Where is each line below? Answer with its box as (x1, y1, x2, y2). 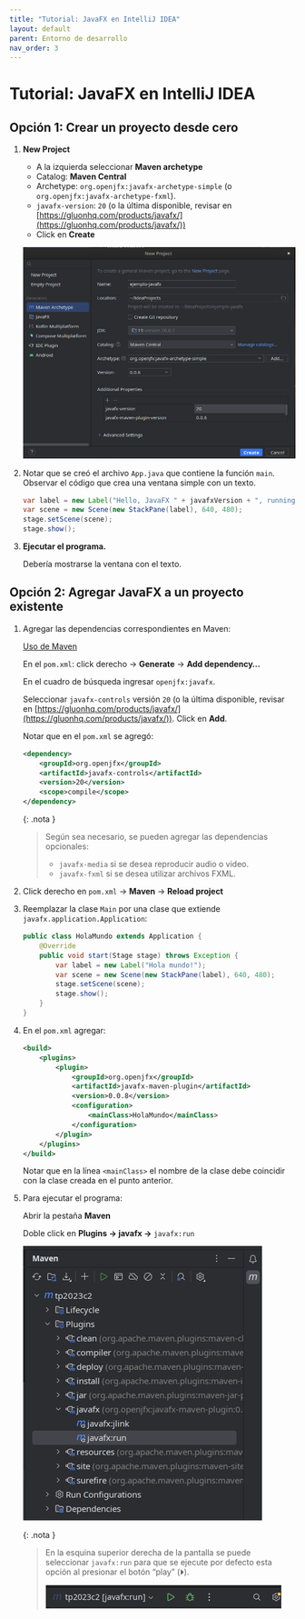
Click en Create (35, 229, 95, 240)
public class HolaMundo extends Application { (22, 932, 202, 941)
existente (9, 599, 64, 615)
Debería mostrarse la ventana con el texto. (22, 559, 182, 569)
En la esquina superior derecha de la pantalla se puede (44, 1547, 251, 1558)
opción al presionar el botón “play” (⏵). (44, 1566, 190, 1577)
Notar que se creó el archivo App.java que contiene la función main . (22, 467, 275, 478)
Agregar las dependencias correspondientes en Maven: (22, 623, 231, 634)
